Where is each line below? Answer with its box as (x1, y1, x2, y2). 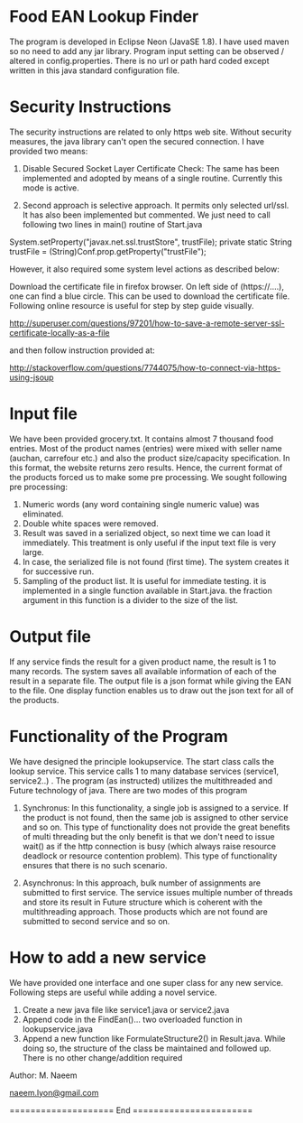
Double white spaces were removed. (22, 517, 160, 529)
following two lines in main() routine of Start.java (22, 218, 203, 229)
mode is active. (22, 182, 79, 193)
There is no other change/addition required (22, 1052, 183, 1063)
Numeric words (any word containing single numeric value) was (22, 498, 260, 509)
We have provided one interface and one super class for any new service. (9, 977, 284, 988)
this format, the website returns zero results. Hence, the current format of (9, 462, 283, 473)
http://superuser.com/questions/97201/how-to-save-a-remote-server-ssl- (9, 318, 286, 329)
